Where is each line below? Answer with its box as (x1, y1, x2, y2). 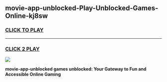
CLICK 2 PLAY (5, 45, 40, 52)
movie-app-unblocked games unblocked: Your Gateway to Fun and (5, 66, 147, 72)
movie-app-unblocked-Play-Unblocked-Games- (5, 4, 159, 12)
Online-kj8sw (5, 12, 48, 20)
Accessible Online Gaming (5, 71, 61, 77)
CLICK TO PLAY (5, 27, 44, 34)
